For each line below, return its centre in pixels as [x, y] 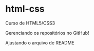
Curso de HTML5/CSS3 [30, 23]
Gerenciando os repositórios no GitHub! [47, 33]
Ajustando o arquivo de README [40, 43]
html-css [25, 9]
